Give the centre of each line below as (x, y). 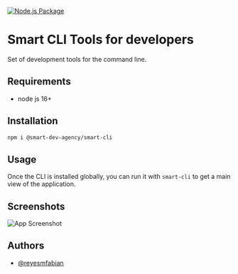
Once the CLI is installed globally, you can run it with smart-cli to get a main (119, 177)
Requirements (39, 82)
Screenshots (36, 206)
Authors (26, 246)
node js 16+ (34, 99)
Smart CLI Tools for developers (101, 40)
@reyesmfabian (40, 263)
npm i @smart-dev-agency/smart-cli (60, 137)
